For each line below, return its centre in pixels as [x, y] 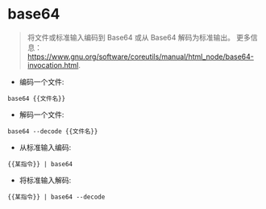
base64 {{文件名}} [37, 98]
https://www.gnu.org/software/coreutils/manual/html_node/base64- [141, 56]
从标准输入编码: [45, 147]
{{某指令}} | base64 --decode [56, 197]
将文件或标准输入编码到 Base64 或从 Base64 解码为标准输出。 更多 [139, 37]
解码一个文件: [42, 115]
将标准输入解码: [45, 180]
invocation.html [53, 65]
